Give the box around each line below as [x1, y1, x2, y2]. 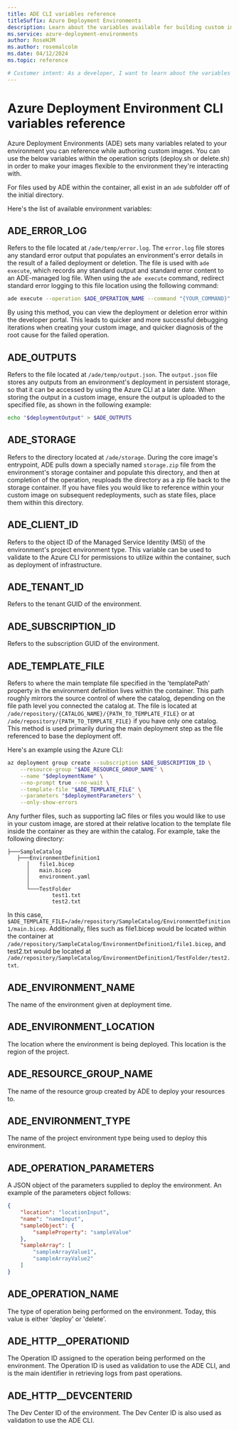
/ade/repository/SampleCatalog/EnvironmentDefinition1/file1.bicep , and [7, 940, 226, 948]
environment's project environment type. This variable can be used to [7, 545, 212, 554]
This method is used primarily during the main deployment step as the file [7, 724, 223, 733]
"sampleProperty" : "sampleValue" [33, 1229, 132, 1236]
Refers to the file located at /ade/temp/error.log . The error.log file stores [7, 243, 225, 253]
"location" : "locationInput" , [20, 1209, 110, 1217]
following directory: [7, 835, 65, 843]
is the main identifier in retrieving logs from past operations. [7, 1369, 183, 1377]
